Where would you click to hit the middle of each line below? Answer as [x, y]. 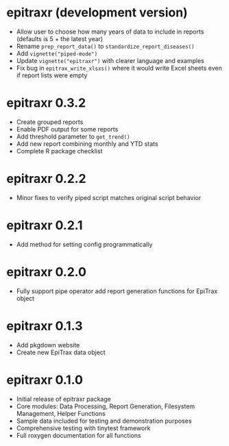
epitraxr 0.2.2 [46, 179]
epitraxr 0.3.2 [46, 103]
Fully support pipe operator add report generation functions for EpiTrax [117, 291]
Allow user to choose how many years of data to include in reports [110, 32]
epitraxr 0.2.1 [45, 225]
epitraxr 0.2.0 [47, 272]
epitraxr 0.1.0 [45, 380]
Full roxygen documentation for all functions [79, 435]
